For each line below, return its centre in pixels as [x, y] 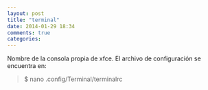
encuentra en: [27, 66]
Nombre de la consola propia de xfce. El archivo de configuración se [104, 58]
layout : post [26, 13]
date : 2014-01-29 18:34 [41, 26]
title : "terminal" [33, 20]
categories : [24, 39]
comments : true [29, 33]
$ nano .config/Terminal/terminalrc [73, 79]
